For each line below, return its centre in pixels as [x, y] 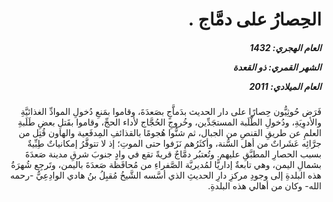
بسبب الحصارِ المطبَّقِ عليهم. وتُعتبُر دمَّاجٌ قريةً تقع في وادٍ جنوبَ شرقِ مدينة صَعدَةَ [173, 154]
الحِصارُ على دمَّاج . [254, 19]
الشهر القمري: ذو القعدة [277, 67]
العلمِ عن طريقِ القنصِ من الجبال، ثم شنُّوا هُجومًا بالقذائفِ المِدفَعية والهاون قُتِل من [170, 133]
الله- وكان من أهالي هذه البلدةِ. [264, 186]
